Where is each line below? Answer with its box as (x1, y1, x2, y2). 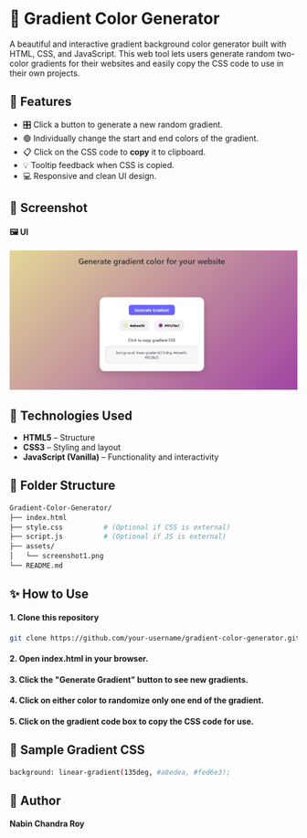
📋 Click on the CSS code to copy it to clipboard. (22, 146, 206, 157)
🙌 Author (9, 792, 61, 808)
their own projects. (9, 68, 80, 79)
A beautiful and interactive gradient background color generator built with (9, 38, 287, 49)
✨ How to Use (9, 587, 90, 602)
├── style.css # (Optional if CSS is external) (9, 523, 231, 532)
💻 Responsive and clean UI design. (22, 170, 157, 181)
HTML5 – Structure (22, 432, 96, 443)
